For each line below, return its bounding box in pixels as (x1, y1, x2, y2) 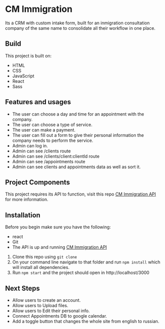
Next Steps (5, 284, 40, 292)
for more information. (5, 197, 48, 202)
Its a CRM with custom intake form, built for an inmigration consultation (5, 20, 150, 26)
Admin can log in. (12, 142, 48, 148)
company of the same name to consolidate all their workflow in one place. (5, 25, 156, 31)
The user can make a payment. (12, 127, 76, 132)
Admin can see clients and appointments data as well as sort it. (12, 164, 141, 170)
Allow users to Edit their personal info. (12, 308, 90, 314)
